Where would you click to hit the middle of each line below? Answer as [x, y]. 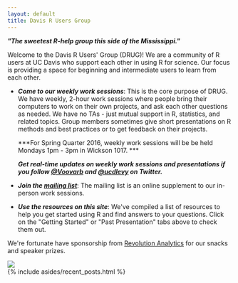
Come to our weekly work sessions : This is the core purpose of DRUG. [123, 91]
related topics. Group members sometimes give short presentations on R [124, 121]
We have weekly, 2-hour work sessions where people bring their [113, 98]
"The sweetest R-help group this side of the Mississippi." [94, 41]
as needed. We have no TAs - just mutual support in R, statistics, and [119, 114]
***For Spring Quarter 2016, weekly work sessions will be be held [115, 142]
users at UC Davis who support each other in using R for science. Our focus [119, 62]
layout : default [31, 14]
